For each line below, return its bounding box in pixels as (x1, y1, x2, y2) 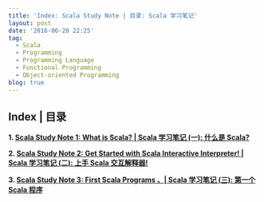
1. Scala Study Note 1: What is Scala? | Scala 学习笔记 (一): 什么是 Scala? (8, 133, 250, 142)
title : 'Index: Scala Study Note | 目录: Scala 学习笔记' (8, 11, 198, 20)
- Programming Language (15, 57, 94, 65)
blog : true (8, 78, 45, 86)
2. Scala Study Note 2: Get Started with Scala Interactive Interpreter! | (8, 149, 244, 158)
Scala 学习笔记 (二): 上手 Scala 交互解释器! (8, 158, 148, 168)
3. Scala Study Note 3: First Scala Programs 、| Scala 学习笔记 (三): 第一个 (8, 175, 256, 184)
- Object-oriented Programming (15, 71, 120, 79)
